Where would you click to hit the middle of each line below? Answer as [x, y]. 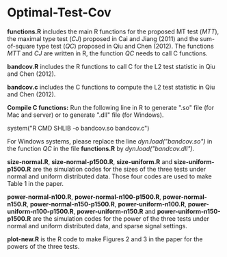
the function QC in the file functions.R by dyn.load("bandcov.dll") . [101, 148]
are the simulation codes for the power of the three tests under [121, 218]
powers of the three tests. [43, 246]
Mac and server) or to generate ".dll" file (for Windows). [85, 115]
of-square [21, 46]
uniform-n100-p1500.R [40, 211]
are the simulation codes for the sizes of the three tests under [119, 169]
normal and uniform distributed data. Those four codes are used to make [109, 176]
